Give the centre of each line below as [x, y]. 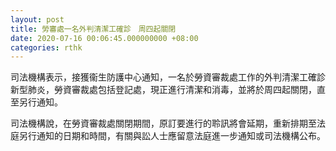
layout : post [37, 19]
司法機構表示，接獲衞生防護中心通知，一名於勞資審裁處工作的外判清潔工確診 [168, 77]
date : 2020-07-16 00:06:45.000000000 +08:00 [104, 38]
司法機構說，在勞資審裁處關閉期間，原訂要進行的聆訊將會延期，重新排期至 [163, 123]
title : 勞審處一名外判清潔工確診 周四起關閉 [93, 29]
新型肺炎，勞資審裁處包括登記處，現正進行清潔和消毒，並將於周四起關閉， [163, 90]
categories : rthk [46, 47]
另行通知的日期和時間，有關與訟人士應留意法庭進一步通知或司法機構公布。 [172, 136]
